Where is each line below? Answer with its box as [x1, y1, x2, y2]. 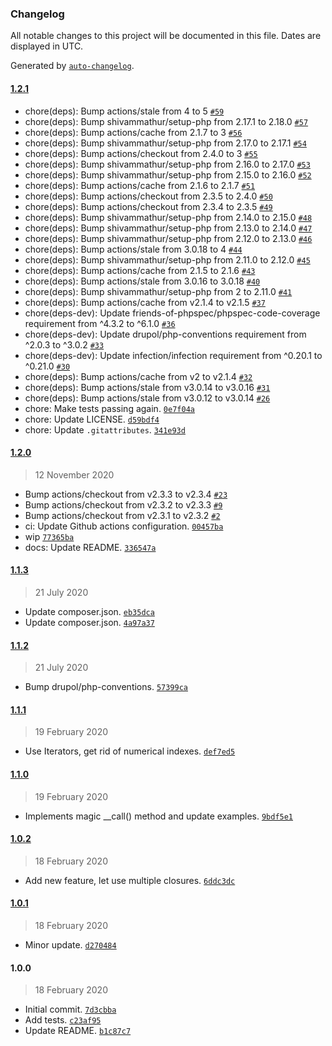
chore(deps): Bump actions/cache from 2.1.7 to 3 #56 [24, 126, 243, 138]
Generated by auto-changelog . [10, 60, 135, 72]
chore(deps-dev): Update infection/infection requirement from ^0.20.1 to [24, 349, 323, 361]
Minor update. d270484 [24, 938, 117, 951]
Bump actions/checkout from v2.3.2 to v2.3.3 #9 [24, 498, 223, 511]
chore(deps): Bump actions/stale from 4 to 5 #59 [24, 105, 225, 117]
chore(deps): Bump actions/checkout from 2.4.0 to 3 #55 [24, 147, 258, 159]
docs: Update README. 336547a [24, 541, 157, 553]
